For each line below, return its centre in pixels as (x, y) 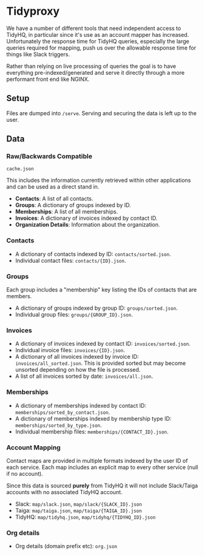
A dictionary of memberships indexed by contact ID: (81, 405)
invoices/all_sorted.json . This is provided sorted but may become (100, 363)
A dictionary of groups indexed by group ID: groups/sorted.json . (97, 308)
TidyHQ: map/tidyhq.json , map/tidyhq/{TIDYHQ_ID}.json (85, 517)
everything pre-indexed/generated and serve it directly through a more (96, 72)
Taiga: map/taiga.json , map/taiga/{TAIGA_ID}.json (78, 510)
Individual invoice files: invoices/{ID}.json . (70, 350)
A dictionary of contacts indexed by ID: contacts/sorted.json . (93, 254)
